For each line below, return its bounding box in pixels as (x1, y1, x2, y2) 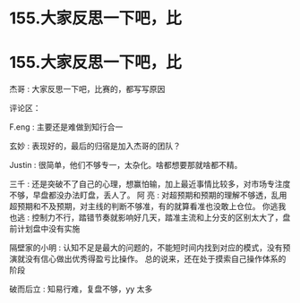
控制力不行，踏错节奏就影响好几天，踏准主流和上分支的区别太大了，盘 (30, 212, 291, 223)
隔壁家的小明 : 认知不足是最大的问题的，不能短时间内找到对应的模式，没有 (9, 242, 283, 253)
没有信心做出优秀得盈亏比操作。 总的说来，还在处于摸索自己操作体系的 (24, 254, 287, 265)
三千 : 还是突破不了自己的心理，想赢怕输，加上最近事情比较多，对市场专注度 (9, 179, 291, 189)
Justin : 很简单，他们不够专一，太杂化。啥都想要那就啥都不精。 (9, 160, 243, 171)
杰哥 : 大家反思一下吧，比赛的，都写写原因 (9, 84, 166, 95)
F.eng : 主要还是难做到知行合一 (9, 122, 124, 132)
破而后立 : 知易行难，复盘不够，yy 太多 (9, 283, 153, 295)
